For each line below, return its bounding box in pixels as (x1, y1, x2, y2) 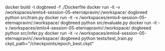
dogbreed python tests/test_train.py (60, 35, 133, 41)
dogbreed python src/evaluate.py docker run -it (60, 20, 157, 25)
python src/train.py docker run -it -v (5, 15, 78, 20)
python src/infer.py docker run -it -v (5, 30, 78, 36)
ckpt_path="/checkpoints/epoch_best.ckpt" (5, 41, 94, 46)
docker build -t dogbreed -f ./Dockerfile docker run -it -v (5, 4, 121, 10)
